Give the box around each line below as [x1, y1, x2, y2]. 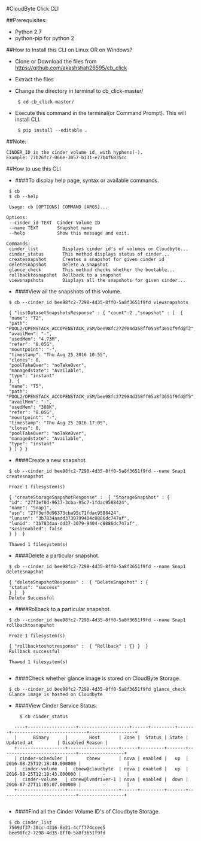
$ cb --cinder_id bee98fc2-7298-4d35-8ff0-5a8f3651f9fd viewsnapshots [8, 299, 188, 305]
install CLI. [14, 116, 41, 123]
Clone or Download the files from [14, 58, 97, 65]
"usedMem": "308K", [8, 404, 58, 410]
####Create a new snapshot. [14, 457, 87, 463]
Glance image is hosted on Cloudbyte [8, 691, 103, 697]
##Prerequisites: [6, 17, 47, 23]
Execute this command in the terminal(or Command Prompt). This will [14, 110, 187, 116]
